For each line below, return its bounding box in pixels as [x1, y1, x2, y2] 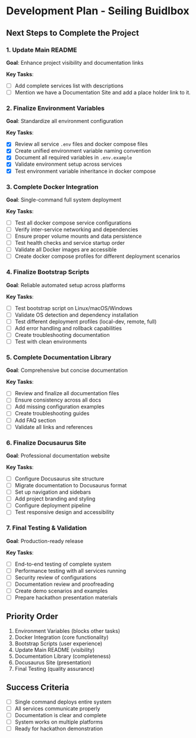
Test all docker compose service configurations [14, 219, 132, 226]
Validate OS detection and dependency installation [14, 311, 138, 318]
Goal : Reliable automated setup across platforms [6, 281, 126, 289]
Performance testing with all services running [14, 567, 127, 574]
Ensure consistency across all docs [14, 396, 102, 403]
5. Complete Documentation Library [6, 353, 112, 361]
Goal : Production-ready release [6, 537, 84, 544]
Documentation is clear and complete [14, 711, 107, 718]
